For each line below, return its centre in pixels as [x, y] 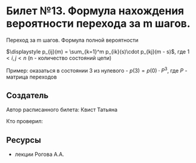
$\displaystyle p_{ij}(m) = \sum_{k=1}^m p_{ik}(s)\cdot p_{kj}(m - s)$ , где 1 [98, 51]
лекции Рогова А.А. [39, 154]
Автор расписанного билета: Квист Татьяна [62, 110]
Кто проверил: [25, 121]
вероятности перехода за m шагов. [98, 23]
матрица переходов [32, 77]
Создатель [27, 95]
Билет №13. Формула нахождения [95, 11]
